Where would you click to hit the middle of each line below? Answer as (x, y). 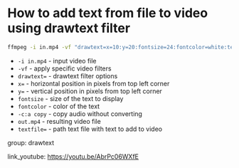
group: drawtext (31, 142)
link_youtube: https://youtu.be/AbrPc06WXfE (73, 156)
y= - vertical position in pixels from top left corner (90, 91)
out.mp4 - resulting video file (59, 121)
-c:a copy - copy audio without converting (80, 114)
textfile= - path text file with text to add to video (90, 129)
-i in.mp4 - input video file (57, 61)
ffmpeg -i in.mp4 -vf (39, 47)
